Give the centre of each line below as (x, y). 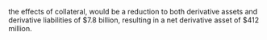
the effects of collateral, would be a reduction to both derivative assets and (133, 12)
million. (20, 28)
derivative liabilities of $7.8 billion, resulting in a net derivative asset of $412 (134, 20)
